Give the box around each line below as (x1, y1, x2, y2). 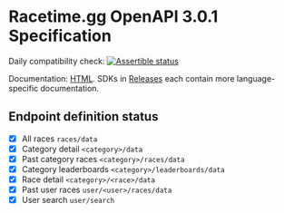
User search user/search (21, 195, 115, 206)
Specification (8, 25, 113, 46)
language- (236, 73, 276, 83)
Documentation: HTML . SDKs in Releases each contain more (8, 73, 235, 83)
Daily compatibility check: (8, 55, 105, 66)
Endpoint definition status (8, 109, 159, 124)
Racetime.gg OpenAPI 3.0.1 (8, 6, 219, 27)
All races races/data (21, 133, 98, 144)
